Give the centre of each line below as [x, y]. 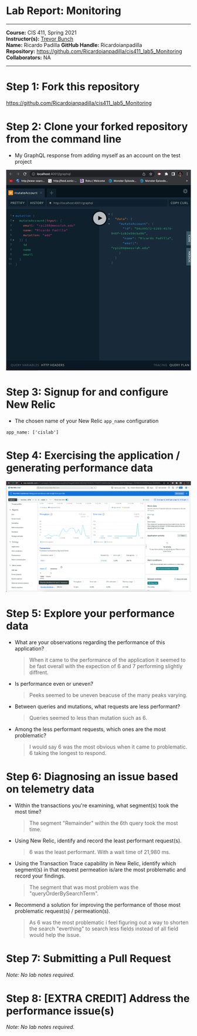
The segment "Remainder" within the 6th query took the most [103, 823]
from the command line [64, 139]
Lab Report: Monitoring [64, 11]
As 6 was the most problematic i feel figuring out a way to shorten [109, 922]
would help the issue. [55, 935]
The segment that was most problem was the [84, 887]
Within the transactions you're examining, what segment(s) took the [96, 805]
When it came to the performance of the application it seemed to [107, 660]
